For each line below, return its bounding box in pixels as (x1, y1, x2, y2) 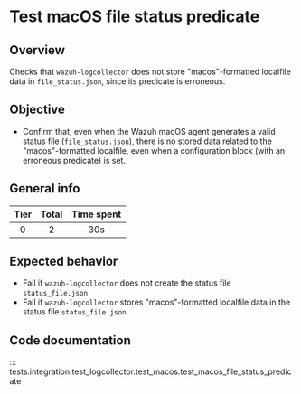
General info (9, 181, 80, 196)
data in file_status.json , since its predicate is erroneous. (9, 76, 226, 87)
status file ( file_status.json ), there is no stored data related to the (22, 136, 273, 146)
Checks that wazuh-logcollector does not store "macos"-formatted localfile (9, 66, 291, 77)
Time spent (71, 208, 122, 220)
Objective (9, 102, 66, 117)
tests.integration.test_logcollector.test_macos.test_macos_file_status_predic (9, 366, 292, 377)
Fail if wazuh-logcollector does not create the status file (22, 277, 232, 288)
